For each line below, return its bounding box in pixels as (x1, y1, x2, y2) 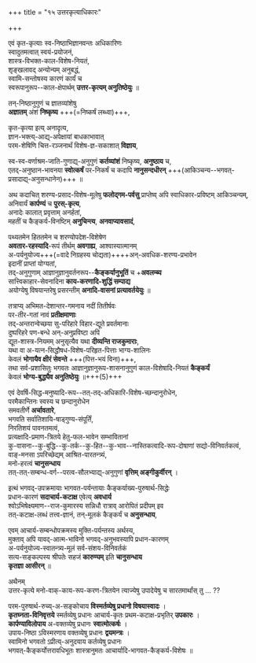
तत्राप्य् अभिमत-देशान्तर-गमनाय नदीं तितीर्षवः (8, 302, 116, 310)
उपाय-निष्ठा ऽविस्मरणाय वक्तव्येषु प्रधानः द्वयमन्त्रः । (8, 628, 130, 637)
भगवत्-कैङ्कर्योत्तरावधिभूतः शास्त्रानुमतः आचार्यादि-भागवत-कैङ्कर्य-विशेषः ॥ (8, 646, 193, 655)
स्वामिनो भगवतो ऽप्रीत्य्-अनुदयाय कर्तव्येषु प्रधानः (8, 637, 123, 646)
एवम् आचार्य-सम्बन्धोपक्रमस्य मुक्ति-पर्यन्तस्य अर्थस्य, (8, 526, 135, 535)
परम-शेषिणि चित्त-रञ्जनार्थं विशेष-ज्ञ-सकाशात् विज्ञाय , (8, 141, 139, 150)
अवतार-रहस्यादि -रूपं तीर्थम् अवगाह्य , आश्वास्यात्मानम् (8, 241, 137, 250)
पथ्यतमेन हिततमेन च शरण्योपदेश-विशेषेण (8, 232, 107, 242)
